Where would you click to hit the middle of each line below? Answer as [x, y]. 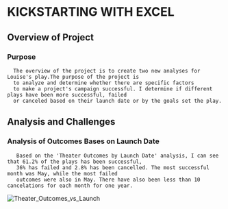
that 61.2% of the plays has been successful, [75, 162]
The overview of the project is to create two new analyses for [107, 71]
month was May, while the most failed [62, 173]
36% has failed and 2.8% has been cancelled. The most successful [113, 168]
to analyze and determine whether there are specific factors [104, 83]
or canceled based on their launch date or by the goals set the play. [118, 101]
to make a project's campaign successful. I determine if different [113, 89]
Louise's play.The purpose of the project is [73, 77]
